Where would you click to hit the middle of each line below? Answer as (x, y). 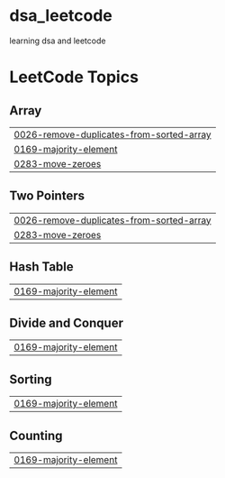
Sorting (31, 379)
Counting (36, 435)
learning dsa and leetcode (58, 41)
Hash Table (41, 267)
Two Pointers (47, 196)
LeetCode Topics (74, 77)
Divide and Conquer (67, 322)
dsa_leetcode (61, 16)
